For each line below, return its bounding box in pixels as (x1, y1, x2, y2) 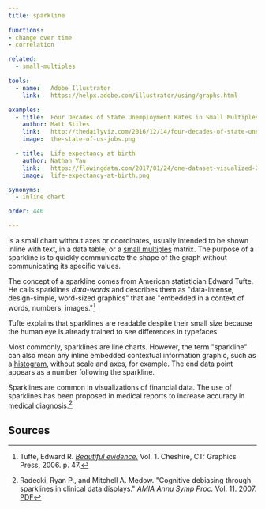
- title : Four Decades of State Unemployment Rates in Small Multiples (15, 113, 259, 121)
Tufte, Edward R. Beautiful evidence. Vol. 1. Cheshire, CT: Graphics (19, 452, 237, 462)
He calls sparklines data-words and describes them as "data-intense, (8, 285, 234, 294)
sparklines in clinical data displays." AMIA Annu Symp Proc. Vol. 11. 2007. (19, 484, 257, 494)
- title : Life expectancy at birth (15, 149, 136, 157)
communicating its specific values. (8, 262, 121, 270)
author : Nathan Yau (22, 156, 87, 164)
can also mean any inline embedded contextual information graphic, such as (8, 350, 256, 360)
